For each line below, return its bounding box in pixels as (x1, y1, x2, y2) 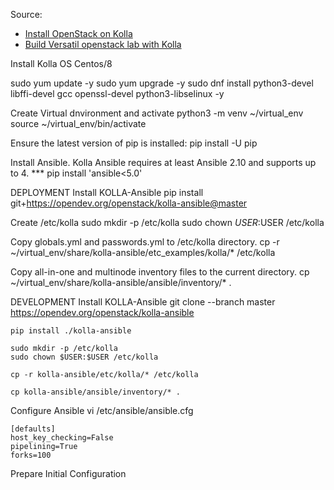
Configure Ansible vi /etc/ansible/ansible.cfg (10, 405, 194, 416)
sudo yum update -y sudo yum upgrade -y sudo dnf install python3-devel (10, 77, 314, 89)
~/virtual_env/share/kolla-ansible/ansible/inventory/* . (10, 277, 232, 288)
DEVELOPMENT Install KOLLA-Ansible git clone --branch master (10, 296, 276, 308)
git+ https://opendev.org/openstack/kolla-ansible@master (10, 197, 248, 209)
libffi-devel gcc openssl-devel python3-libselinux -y (10, 88, 225, 99)
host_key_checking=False (10, 433, 114, 443)
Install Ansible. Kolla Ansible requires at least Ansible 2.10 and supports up (10, 157, 317, 168)
